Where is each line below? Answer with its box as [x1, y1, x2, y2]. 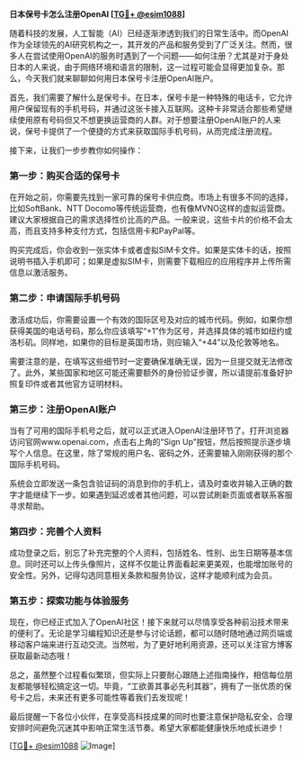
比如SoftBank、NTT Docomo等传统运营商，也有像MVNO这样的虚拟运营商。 [9, 203, 290, 214]
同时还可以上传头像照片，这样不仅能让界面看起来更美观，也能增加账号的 [24, 558, 293, 570]
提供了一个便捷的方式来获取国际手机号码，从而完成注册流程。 [48, 126, 277, 136]
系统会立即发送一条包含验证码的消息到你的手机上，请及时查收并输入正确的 [9, 477, 285, 489]
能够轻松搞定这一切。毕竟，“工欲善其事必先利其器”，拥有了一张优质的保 [24, 681, 292, 692]
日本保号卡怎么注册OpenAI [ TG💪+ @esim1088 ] [9, 9, 186, 19]
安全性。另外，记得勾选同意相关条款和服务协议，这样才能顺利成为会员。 [9, 570, 277, 581]
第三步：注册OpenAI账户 [9, 403, 117, 415]
